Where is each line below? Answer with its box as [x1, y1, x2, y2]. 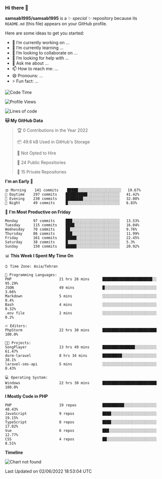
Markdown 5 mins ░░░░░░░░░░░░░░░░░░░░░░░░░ [5, 294, 157, 299]
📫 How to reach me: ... [12, 66, 59, 72]
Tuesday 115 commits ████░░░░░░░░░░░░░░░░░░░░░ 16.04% [5, 223, 139, 228]
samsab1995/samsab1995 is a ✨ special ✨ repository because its [5, 16, 137, 21]
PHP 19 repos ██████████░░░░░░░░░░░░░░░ [5, 403, 157, 408]
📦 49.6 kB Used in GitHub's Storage [16, 139, 90, 145]
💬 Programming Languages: [5, 273, 57, 277]
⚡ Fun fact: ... [12, 78, 39, 84]
